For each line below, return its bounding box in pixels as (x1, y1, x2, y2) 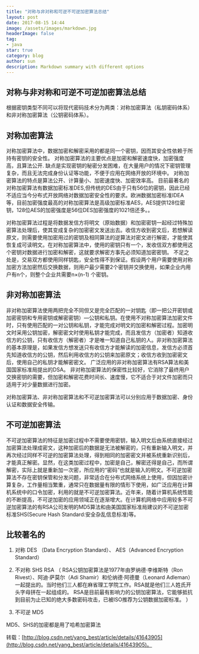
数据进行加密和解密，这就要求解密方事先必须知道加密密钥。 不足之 (26, 249, 190, 255)
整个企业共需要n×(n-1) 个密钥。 (35, 271, 112, 278)
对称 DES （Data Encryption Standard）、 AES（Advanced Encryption (14, 546, 184, 554)
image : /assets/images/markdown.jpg (6, 25, 97, 31)
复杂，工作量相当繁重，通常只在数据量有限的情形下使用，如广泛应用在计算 (11, 481, 193, 488)
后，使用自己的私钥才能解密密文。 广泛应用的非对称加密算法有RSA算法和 (6, 358, 184, 366)
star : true (6, 47, 33, 53)
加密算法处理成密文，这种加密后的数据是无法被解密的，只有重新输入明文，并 (6, 444, 193, 451)
